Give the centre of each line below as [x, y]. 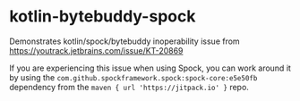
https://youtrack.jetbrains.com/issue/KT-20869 [96, 50]
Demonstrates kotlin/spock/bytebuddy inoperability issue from [124, 41]
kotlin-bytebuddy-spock [103, 17]
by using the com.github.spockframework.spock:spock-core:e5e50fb [133, 77]
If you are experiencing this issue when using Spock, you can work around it [150, 68]
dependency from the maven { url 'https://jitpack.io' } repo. [129, 87]
